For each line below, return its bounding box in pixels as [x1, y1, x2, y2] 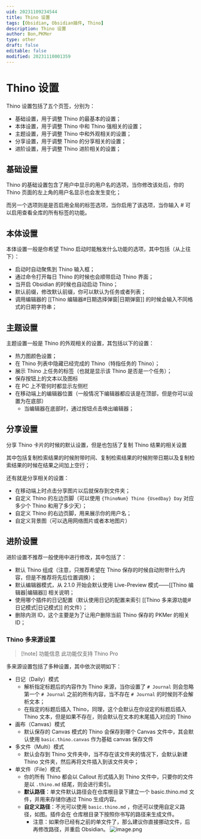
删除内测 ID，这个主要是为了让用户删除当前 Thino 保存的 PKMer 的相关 [14, 611, 190, 619]
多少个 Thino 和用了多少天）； [14, 502, 88, 509]
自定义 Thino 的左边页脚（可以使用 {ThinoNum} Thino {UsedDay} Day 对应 [14, 494, 194, 501]
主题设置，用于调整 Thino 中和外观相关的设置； [14, 130, 132, 137]
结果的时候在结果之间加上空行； [11, 461, 90, 468]
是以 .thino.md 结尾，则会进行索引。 [23, 780, 114, 787]
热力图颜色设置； [14, 353, 57, 359]
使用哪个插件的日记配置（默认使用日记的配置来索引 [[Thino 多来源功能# [14, 596, 191, 604]
